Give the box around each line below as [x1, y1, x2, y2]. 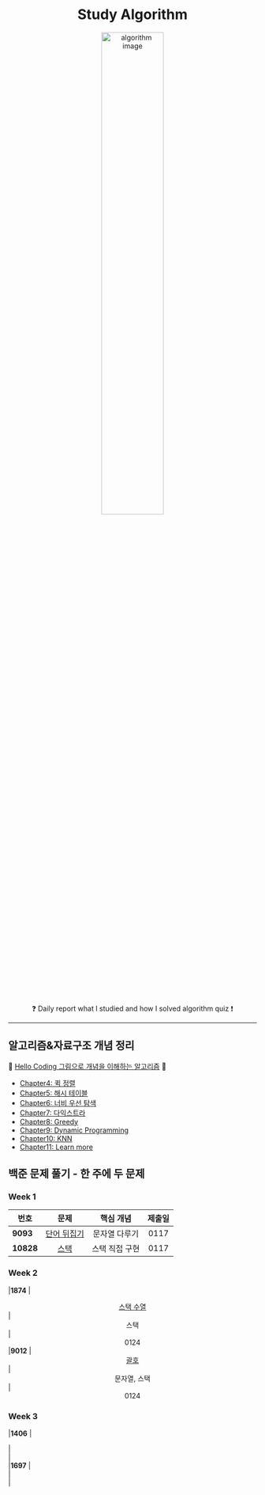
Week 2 [8, 1268, 38, 1279]
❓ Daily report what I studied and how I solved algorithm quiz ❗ [32, 1004, 233, 1013]
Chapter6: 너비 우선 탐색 [19, 1098, 97, 1107]
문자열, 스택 [114, 1373, 151, 1383]
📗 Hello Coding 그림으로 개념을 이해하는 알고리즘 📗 [8, 1061, 167, 1071]
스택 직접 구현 [91, 1243, 140, 1254]
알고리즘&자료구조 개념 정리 [8, 1039, 135, 1053]
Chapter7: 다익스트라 [19, 1108, 86, 1117]
